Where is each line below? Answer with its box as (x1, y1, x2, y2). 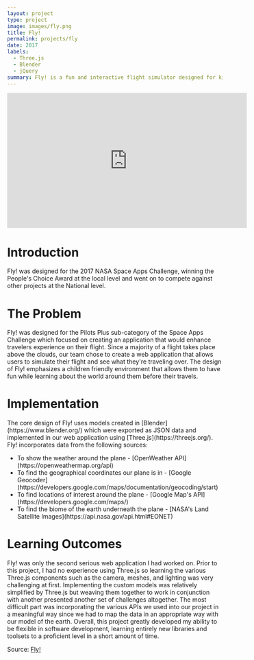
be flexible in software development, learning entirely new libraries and (7, 625, 207, 633)
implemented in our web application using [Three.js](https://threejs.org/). (7, 434, 214, 442)
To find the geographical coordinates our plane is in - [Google (16, 469, 192, 477)
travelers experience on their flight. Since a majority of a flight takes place (7, 343, 216, 351)
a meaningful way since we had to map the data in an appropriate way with (7, 610, 219, 618)
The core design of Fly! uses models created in (7, 419, 140, 427)
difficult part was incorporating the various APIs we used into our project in (7, 603, 219, 611)
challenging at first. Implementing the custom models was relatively (7, 581, 197, 589)
